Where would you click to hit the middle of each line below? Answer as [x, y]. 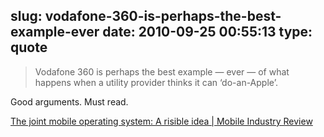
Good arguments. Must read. [69, 101]
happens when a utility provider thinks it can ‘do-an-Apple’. [156, 82]
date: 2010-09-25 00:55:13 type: [207, 32]
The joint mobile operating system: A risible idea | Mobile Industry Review [161, 121]
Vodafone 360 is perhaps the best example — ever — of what [162, 71]
